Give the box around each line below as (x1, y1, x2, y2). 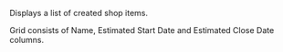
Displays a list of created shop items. (9, 8, 149, 18)
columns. (9, 35, 45, 45)
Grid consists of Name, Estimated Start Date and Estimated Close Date (9, 25, 275, 35)
